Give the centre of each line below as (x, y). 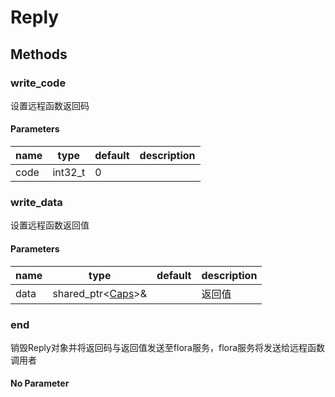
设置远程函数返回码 (50, 105)
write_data (36, 202)
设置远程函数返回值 (50, 225)
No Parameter (40, 383)
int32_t (69, 173)
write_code (38, 83)
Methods (39, 54)
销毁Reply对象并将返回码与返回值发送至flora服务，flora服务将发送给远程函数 (168, 347)
